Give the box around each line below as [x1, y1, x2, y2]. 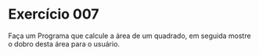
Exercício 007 [8, 5, 99, 23]
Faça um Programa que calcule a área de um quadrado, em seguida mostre [8, 31, 252, 40]
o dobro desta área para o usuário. [8, 39, 120, 48]
